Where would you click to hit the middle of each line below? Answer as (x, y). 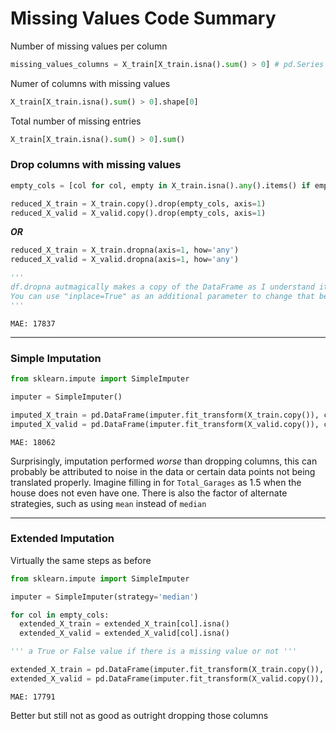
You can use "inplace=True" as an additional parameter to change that (162, 296)
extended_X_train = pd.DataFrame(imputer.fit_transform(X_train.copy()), (167, 670)
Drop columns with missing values (96, 165)
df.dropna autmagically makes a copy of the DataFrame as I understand (162, 287)
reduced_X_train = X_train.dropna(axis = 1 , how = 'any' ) (125, 250)
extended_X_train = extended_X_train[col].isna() (124, 624)
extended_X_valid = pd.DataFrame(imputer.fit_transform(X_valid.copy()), (167, 678)
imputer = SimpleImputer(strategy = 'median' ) (104, 597)
